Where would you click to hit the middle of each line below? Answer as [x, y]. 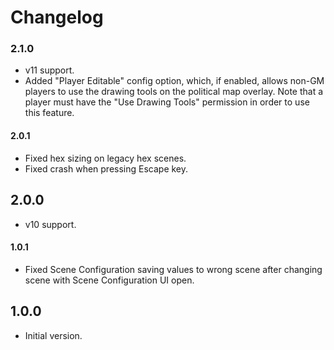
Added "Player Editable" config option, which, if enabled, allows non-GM [174, 81]
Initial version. [53, 335]
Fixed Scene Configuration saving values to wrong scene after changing [173, 269]
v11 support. [49, 70]
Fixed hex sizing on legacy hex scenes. [105, 158]
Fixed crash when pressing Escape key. [106, 168]
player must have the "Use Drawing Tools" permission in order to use [167, 102]
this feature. [49, 113]
